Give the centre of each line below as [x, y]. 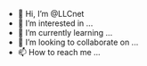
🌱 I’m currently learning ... [65, 33]
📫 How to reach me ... [59, 52]
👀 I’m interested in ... [55, 23]
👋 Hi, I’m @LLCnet [51, 14]
